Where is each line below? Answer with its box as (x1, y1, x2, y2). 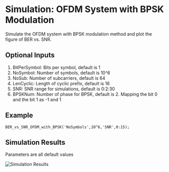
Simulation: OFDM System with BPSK (5, 4, 164, 15)
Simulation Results (5, 138, 66, 147)
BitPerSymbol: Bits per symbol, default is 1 (12, 64, 101, 70)
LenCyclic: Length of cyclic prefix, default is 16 (12, 80, 110, 86)
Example (5, 111, 33, 120)
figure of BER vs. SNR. (5, 36, 52, 42)
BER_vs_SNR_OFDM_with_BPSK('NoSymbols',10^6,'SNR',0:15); (5, 125, 130, 130)
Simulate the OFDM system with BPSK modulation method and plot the (5, 31, 152, 37)
